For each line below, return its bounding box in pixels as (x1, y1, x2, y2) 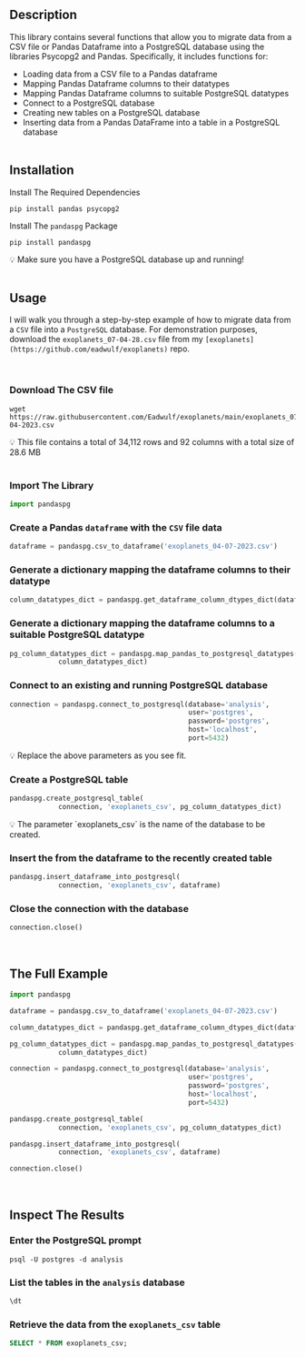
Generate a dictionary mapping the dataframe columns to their (9, 563, 291, 576)
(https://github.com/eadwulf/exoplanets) (9, 345, 169, 354)
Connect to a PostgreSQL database (22, 97, 155, 108)
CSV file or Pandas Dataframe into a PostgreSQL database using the (9, 41, 265, 52)
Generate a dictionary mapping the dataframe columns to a (9, 617, 275, 630)
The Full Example (9, 966, 109, 981)
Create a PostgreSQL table (9, 773, 129, 785)
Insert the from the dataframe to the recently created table (9, 851, 272, 864)
